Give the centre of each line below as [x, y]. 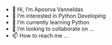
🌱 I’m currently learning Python [51, 22]
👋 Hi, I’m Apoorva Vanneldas [48, 9]
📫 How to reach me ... [40, 36]
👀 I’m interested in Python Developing [59, 16]
